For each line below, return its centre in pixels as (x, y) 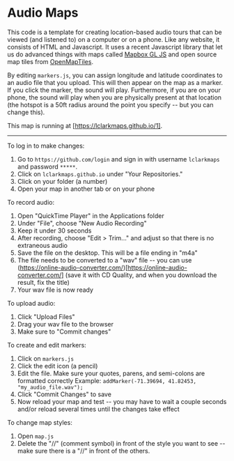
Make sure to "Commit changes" (64, 331)
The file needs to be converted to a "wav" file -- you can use (104, 260)
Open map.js (36, 436)
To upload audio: (31, 303)
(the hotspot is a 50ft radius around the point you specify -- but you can (110, 104)
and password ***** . (47, 166)
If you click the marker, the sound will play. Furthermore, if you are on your (114, 90)
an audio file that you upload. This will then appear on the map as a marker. (115, 82)
